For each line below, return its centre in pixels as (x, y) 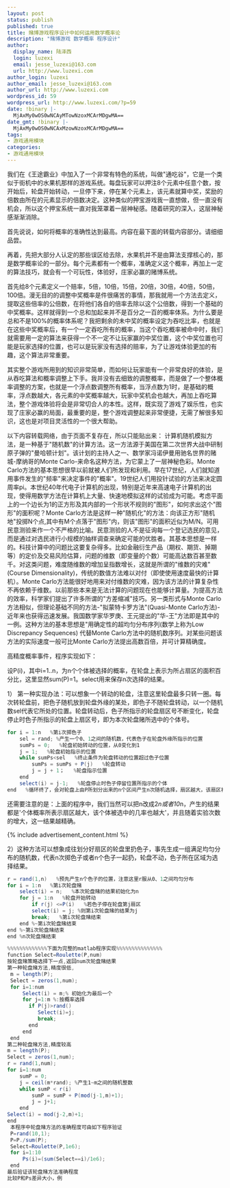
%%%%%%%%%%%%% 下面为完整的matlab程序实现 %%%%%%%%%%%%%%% (85, 949)
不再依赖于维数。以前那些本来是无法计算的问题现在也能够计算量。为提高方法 (115, 590)
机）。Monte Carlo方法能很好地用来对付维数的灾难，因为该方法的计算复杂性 (113, 581)
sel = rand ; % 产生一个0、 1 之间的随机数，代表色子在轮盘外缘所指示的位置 (111, 739)
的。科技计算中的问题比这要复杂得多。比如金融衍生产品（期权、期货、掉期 (112, 547)
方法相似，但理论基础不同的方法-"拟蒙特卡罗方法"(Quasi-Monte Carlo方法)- (114, 607)
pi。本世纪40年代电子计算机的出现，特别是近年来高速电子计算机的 (112, 487)
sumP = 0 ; (34, 1076)
